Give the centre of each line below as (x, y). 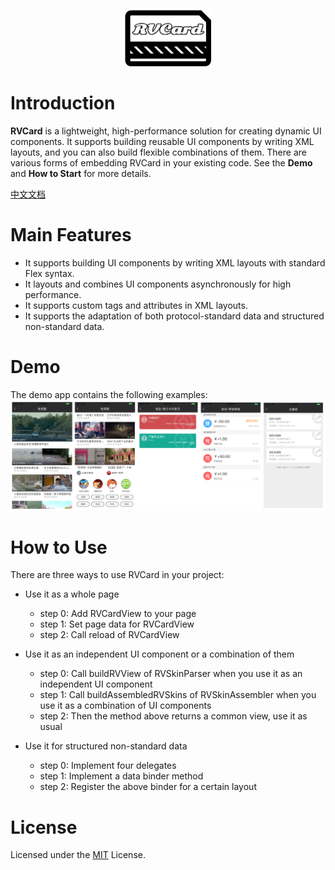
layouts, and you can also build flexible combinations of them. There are (158, 152)
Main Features (71, 235)
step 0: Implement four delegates (108, 766)
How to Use (59, 547)
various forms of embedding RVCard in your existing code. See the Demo (161, 162)
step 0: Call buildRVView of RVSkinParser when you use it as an (171, 674)
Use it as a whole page (72, 594)
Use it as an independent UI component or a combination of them (159, 654)
